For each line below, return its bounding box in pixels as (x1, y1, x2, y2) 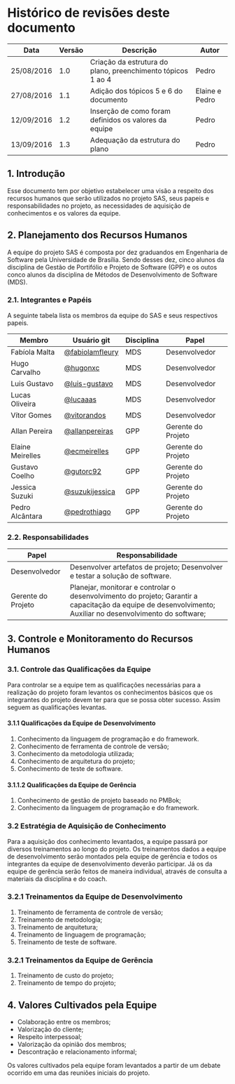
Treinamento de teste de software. (17, 937, 117, 946)
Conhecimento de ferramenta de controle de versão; (17, 742, 169, 751)
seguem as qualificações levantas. (7, 703, 107, 711)
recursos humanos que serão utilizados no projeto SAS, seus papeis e (7, 194, 210, 202)
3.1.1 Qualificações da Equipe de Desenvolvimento (7, 719, 156, 727)
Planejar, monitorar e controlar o (69, 583, 176, 593)
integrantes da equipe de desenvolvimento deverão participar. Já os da (7, 859, 213, 868)
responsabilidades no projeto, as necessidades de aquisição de (7, 201, 191, 210)
